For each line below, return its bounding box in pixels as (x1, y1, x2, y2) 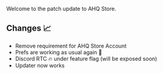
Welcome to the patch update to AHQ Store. (6, 5, 117, 12)
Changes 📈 (6, 23, 52, 34)
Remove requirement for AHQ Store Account (15, 42, 127, 49)
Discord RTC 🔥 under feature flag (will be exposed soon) (15, 55, 158, 62)
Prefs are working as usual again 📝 (15, 48, 102, 56)
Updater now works (15, 61, 65, 69)
